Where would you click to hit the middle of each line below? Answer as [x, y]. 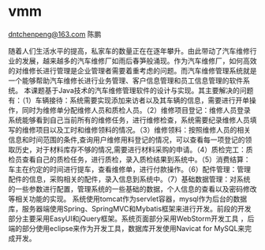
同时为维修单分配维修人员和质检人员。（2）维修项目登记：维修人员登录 [136, 110]
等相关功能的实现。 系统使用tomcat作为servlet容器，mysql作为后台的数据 [128, 199]
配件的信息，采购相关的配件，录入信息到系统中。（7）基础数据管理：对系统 [129, 179]
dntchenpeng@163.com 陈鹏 [55, 34]
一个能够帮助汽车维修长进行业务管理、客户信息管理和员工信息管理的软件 [125, 80]
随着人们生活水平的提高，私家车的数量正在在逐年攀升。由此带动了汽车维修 [129, 50]
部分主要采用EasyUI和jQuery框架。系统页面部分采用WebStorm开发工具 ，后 [131, 218]
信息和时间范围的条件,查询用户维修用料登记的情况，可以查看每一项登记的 [127, 140]
